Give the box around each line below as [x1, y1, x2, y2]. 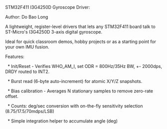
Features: [5, 53, 25, 59]
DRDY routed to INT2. [5, 68, 50, 74]
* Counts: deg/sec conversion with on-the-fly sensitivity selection [7, 103, 143, 109]
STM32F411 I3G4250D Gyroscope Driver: [5, 4, 90, 10]
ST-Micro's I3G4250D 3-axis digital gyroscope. [5, 29, 103, 34]
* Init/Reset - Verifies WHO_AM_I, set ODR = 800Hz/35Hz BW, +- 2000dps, [7, 63, 163, 69]
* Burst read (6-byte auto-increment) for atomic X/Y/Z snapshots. [7, 78, 143, 84]
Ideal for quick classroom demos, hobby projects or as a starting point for [5, 38, 156, 44]
